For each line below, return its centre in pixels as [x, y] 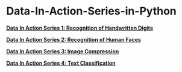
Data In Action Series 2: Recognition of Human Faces [74, 39]
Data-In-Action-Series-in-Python [91, 11]
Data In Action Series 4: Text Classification [61, 63]
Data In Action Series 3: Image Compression [63, 51]
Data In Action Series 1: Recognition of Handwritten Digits [80, 28]
